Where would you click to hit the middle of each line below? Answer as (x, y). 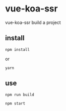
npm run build (20, 95)
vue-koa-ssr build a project (33, 22)
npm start (15, 103)
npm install (17, 50)
